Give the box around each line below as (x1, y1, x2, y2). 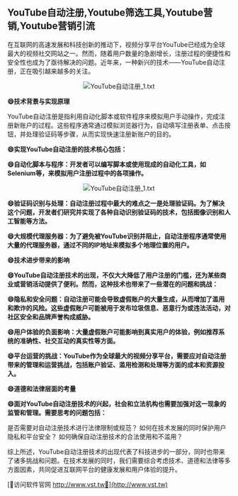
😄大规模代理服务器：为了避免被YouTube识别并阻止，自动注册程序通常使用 (7, 231, 227, 240)
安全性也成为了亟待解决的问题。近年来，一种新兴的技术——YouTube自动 (7, 57, 220, 66)
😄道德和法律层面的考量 (7, 384, 76, 392)
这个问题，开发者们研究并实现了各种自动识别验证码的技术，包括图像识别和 (7, 208, 225, 216)
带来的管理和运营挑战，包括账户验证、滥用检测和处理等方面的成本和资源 (7, 360, 218, 369)
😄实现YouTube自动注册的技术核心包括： (7, 145, 127, 153)
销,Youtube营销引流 (7, 20, 96, 32)
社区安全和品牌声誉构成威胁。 (7, 312, 94, 321)
